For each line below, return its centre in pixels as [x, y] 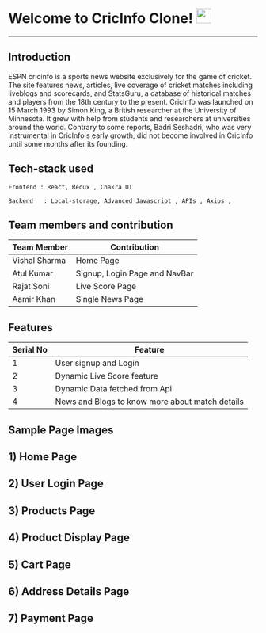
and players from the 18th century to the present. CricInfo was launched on [131, 101]
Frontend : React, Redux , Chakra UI [70, 187]
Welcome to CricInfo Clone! [101, 19]
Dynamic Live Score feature [106, 376]
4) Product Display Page [69, 538]
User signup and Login [97, 363]
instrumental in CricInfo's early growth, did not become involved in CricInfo [131, 135]
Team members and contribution [91, 225]
